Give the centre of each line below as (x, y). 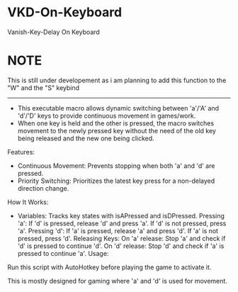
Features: (21, 152)
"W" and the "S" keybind (44, 88)
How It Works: (28, 202)
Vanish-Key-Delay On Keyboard (54, 32)
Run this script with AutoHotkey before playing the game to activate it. (109, 267)
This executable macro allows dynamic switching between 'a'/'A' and (118, 108)
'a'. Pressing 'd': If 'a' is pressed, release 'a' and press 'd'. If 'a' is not (118, 230)
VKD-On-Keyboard (65, 12)
